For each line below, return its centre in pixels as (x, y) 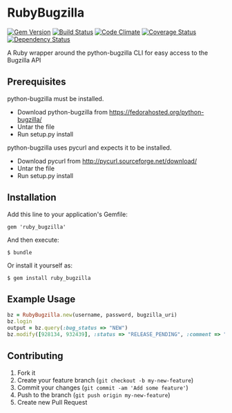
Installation (32, 198)
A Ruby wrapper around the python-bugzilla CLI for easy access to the (108, 53)
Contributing (35, 356)
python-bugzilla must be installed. (56, 98)
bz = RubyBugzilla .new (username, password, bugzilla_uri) (92, 315)
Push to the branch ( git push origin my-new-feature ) (94, 395)
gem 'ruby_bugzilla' (37, 227)
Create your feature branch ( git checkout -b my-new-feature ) (105, 380)
